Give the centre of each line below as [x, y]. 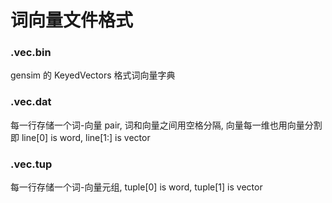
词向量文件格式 [72, 20]
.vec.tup [31, 164]
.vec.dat [31, 102]
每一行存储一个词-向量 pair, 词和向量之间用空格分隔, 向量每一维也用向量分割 [166, 125]
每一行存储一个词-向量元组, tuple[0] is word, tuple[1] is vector [136, 187]
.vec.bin [31, 53]
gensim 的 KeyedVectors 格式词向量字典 [93, 75]
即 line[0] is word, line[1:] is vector [80, 137]
